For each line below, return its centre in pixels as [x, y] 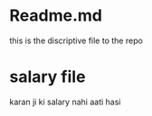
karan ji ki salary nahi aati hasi [65, 102]
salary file [47, 77]
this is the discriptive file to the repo [76, 40]
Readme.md [56, 16]
